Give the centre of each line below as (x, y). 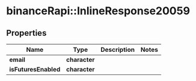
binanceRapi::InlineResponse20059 (98, 11)
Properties (26, 33)
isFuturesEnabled (35, 69)
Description (118, 50)
